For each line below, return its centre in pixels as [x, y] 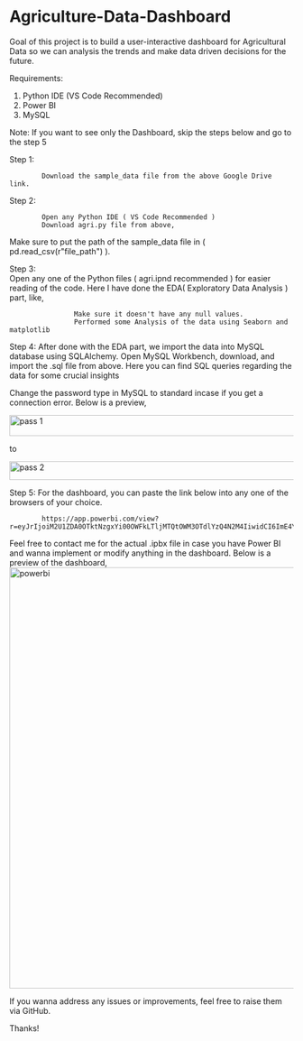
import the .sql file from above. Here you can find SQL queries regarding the [151, 365]
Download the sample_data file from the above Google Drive [157, 176]
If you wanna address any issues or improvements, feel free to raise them [146, 1001]
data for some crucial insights [64, 375]
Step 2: [23, 200]
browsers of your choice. [56, 502]
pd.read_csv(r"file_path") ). [60, 251]
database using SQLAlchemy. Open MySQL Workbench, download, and [142, 356]
